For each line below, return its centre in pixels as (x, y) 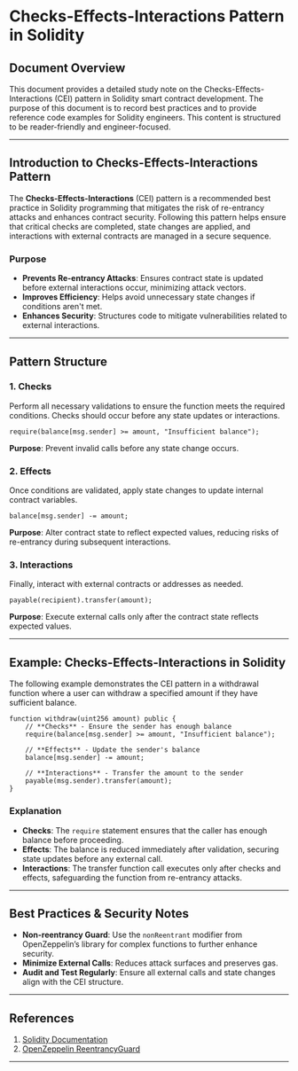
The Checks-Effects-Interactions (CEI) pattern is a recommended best (140, 198)
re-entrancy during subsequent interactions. (90, 542)
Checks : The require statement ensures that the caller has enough (145, 830)
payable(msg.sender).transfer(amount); (99, 781)
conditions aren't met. (62, 307)
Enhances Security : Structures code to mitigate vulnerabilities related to (154, 316)
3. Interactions (41, 565)
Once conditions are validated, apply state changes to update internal (136, 490)
